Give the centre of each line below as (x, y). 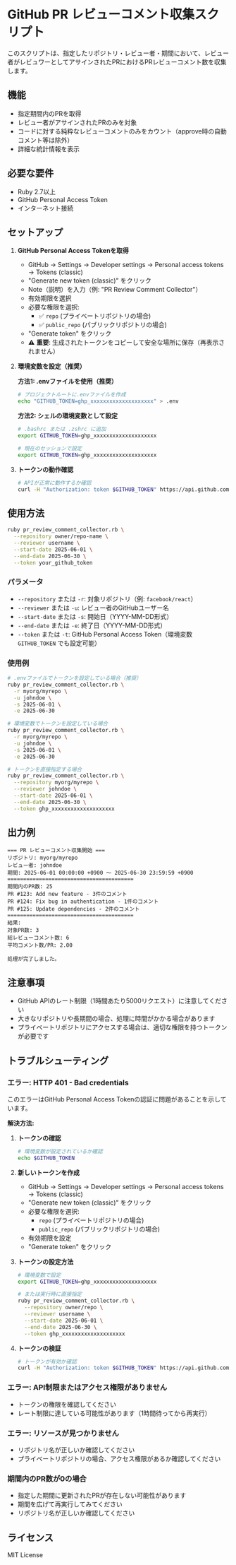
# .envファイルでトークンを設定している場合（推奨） (75, 678)
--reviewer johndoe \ (45, 789)
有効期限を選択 (50, 298)
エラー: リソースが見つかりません (63, 1433)
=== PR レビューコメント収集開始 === (56, 851)
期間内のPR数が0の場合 (47, 1479)
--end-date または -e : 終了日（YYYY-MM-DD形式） (92, 625)
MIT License (25, 1555)
